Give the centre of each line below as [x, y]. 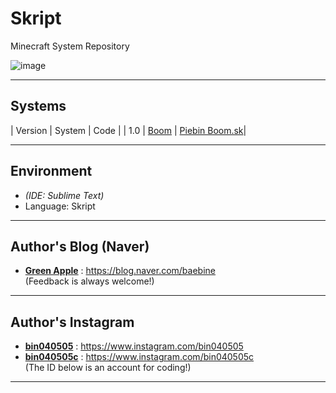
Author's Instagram [72, 322]
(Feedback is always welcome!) [89, 281]
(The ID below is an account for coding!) [108, 368]
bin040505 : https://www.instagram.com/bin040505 [134, 346]
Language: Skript [60, 206]
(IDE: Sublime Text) [64, 195]
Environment [51, 171]
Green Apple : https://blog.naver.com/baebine [120, 271]
